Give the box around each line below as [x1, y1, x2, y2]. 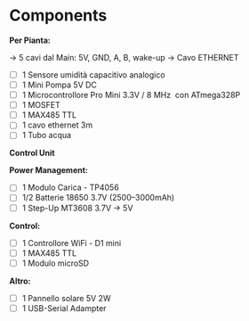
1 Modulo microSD [21, 258, 90, 268]
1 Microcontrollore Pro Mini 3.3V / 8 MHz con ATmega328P [21, 90, 241, 101]
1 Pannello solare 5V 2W [21, 292, 111, 303]
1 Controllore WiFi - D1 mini [21, 237, 122, 248]
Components [9, 5, 108, 26]
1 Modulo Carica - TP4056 [21, 182, 120, 193]
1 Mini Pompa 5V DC [21, 79, 98, 90]
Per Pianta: [9, 35, 52, 45]
